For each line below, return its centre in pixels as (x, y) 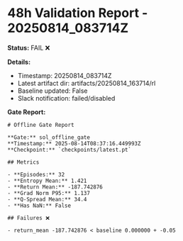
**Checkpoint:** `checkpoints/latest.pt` (70, 150)
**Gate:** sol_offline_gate (49, 137)
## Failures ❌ (28, 218)
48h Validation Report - (78, 13)
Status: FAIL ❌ (29, 47)
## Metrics (23, 162)
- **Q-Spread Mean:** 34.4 (47, 199)
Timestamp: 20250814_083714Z (65, 75)
